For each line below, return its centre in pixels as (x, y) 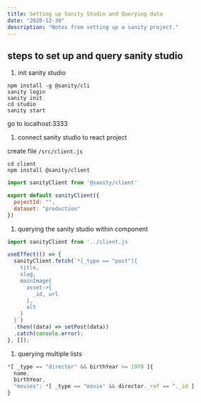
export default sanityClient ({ (53, 195)
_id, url (46, 294)
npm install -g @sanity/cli (49, 86)
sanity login (27, 92)
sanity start (27, 110)
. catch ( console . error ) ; (48, 334)
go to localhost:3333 (38, 124)
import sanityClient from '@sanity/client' (73, 183)
